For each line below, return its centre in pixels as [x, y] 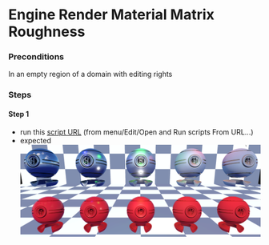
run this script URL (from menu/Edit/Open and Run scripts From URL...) [137, 132]
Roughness [47, 32]
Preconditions [36, 57]
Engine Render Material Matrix [111, 15]
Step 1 [19, 114]
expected [36, 140]
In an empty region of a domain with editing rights [90, 74]
